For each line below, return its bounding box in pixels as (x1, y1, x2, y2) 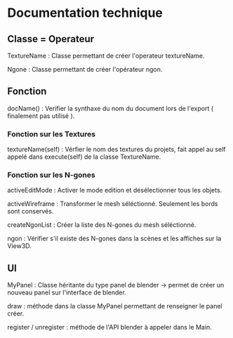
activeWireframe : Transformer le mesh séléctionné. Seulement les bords (7, 200, 218, 208)
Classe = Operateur (7, 33, 95, 45)
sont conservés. (7, 207, 54, 216)
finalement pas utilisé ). (7, 111, 75, 120)
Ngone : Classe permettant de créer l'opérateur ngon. (7, 65, 163, 73)
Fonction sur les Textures (7, 129, 96, 138)
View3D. (7, 242, 32, 250)
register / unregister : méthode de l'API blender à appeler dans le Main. (7, 323, 212, 332)
